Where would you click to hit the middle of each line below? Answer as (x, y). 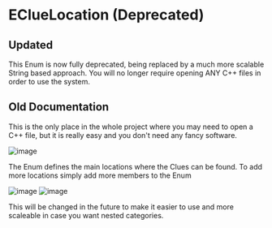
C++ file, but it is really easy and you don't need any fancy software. (123, 135)
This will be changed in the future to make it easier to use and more (121, 206)
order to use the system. (50, 82)
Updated (31, 45)
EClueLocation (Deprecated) (106, 15)
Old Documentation (59, 107)
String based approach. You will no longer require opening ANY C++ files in (135, 73)
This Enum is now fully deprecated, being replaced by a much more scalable (136, 64)
